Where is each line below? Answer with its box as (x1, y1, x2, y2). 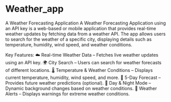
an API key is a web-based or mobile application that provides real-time (5, 25, 156, 31)
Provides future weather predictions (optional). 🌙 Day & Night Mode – (5, 80, 151, 86)
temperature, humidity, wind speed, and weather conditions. (5, 41, 133, 47)
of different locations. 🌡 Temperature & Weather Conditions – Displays (5, 67, 153, 73)
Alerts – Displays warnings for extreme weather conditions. (5, 90, 130, 97)
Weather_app (5, 3, 64, 15)
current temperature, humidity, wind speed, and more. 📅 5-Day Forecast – (5, 74, 161, 81)
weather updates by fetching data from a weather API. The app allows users (5, 31, 166, 37)
